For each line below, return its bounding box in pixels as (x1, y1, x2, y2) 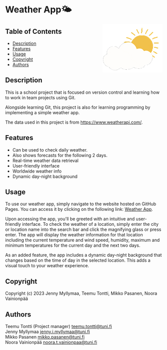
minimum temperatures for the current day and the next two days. (5, 242, 141, 248)
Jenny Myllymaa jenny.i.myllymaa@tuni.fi (5, 329, 90, 335)
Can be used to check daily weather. (12, 147, 88, 153)
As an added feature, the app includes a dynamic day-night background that (5, 252, 162, 258)
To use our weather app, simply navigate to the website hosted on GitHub (5, 201, 156, 207)
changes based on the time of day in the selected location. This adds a (5, 257, 151, 263)
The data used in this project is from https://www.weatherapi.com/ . (5, 119, 143, 125)
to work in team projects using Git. (5, 94, 76, 100)
